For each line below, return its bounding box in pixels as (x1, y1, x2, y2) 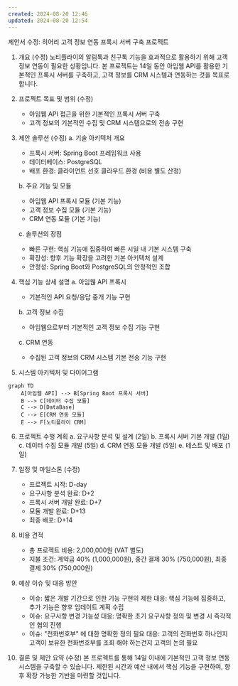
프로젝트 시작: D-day (28, 480, 87, 488)
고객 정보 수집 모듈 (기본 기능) (28, 205, 112, 214)
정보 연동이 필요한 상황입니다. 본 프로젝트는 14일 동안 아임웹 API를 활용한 (18, 61, 221, 70)
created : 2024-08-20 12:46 (8, 10, 88, 18)
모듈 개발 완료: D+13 (28, 506, 86, 515)
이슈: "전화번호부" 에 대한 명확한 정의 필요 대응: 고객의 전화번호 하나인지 (28, 629, 228, 638)
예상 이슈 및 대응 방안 (18, 579, 77, 587)
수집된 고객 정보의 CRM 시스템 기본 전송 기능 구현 (28, 353, 166, 361)
